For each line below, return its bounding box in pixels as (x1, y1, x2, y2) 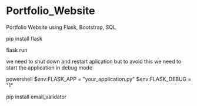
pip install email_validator (6, 93, 67, 100)
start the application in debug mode (6, 64, 93, 71)
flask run (6, 46, 28, 54)
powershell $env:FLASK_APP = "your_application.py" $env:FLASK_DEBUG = (6, 75, 192, 82)
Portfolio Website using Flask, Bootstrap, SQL (6, 24, 116, 31)
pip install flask (6, 35, 43, 42)
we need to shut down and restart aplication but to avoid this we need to (6, 58, 182, 65)
